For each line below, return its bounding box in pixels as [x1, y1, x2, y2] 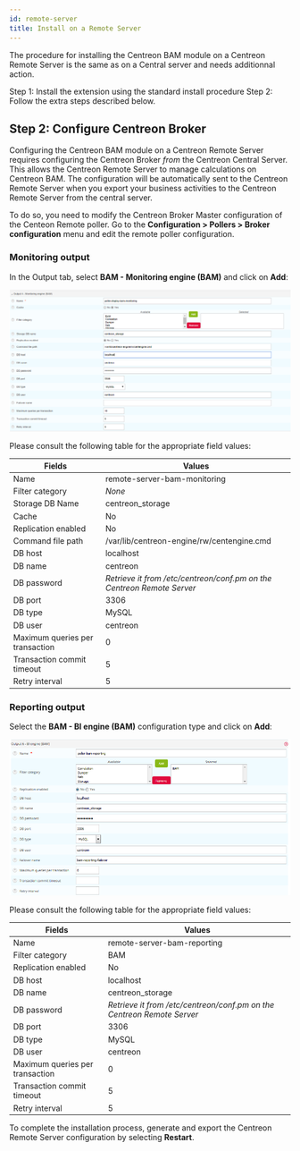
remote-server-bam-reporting [107, 937, 223, 948]
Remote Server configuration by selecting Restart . [9, 1132, 195, 1143]
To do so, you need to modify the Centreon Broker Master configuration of [9, 210, 283, 221]
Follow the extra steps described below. [9, 95, 156, 106]
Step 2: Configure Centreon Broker [9, 121, 207, 136]
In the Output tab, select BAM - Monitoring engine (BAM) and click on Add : [9, 271, 288, 282]
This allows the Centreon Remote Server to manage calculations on [9, 164, 257, 174]
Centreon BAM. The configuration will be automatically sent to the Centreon [9, 173, 288, 184]
